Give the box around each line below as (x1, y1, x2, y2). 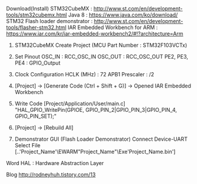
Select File (14, 142, 41, 149)
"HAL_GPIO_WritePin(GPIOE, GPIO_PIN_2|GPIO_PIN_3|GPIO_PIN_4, (14, 106, 177, 113)
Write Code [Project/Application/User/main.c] (14, 100, 125, 107)
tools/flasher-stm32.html (6, 24, 67, 31)
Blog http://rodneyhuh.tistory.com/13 (6, 171, 96, 178)
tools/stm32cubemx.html (6, 11, 67, 18)
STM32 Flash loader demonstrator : (6, 18, 93, 24)
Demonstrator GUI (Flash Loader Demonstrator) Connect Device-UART (14, 135, 188, 143)
